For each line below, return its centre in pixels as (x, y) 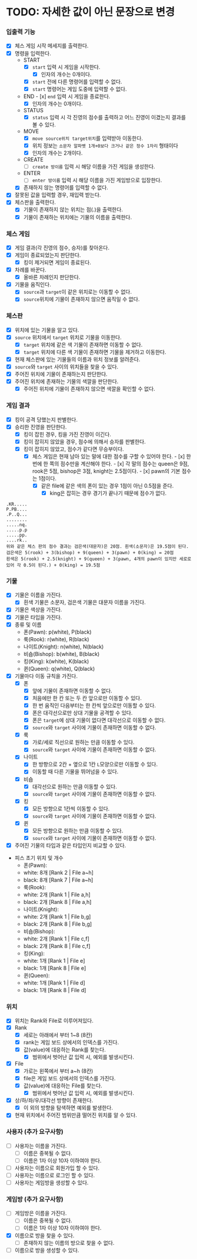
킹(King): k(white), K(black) (56, 661)
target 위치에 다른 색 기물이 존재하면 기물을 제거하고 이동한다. (95, 352)
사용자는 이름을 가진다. (41, 1146)
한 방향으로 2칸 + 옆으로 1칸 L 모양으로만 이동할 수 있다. (95, 764)
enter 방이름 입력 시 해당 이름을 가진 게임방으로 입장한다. (97, 180)
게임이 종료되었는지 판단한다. (48, 255)
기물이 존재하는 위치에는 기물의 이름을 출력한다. (78, 217)
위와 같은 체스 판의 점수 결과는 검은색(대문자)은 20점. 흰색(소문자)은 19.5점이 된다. (98, 547)
